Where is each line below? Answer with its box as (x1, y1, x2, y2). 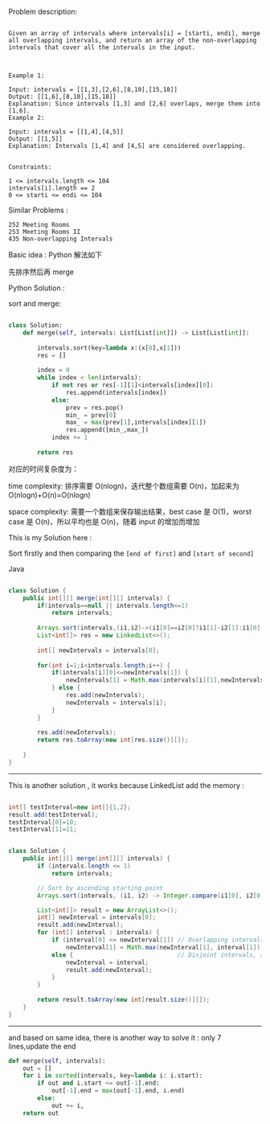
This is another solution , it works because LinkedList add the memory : (8, 780, 245, 790)
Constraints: (8, 163, 52, 171)
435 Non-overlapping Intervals (8, 235, 113, 243)
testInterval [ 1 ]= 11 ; (8, 826, 78, 834)
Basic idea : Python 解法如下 (8, 250, 103, 260)
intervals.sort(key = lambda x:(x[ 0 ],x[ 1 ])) (37, 343, 182, 352)
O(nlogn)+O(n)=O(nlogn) (8, 490, 91, 499)
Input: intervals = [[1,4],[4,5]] (8, 128, 125, 136)
